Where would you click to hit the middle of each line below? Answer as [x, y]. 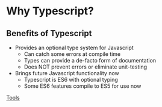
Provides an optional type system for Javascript [74, 47]
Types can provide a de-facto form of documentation [90, 60]
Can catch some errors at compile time [72, 54]
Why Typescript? [50, 11]
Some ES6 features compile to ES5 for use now [83, 86]
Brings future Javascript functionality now [67, 73]
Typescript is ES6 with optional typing [71, 80]
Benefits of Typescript [49, 33]
